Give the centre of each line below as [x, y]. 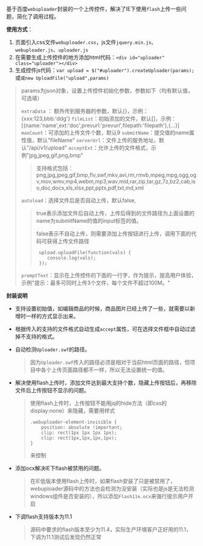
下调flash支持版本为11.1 [43, 517]
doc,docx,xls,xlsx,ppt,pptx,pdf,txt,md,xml [92, 188]
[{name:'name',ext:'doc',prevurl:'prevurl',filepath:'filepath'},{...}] [100, 125]
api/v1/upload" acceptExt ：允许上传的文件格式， [91, 148]
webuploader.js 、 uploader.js [52, 50]
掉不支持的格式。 [36, 337]
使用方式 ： [20, 29]
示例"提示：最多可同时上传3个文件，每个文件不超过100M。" [95, 283]
